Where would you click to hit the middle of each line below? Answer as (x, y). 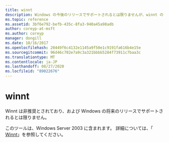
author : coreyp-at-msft (30, 29)
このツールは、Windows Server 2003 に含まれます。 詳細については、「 (79, 128)
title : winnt (19, 10)
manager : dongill (23, 39)
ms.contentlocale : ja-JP (31, 62)
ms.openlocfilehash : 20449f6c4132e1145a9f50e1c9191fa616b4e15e (73, 48)
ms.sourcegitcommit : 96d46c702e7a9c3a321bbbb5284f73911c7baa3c (73, 52)
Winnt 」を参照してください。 (36, 134)
